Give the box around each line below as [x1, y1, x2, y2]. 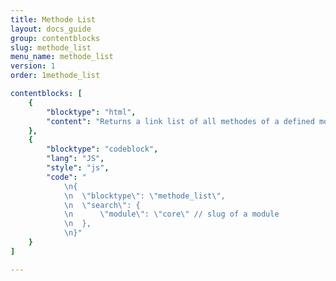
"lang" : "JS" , [46, 154, 105, 164]
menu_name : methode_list [10, 52, 114, 62]
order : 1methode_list [10, 71, 101, 81]
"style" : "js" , [46, 163, 110, 173]
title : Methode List [10, 14, 97, 25]
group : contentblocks [10, 33, 101, 43]
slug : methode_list [10, 42, 92, 53]
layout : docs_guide [10, 24, 92, 34]
